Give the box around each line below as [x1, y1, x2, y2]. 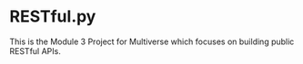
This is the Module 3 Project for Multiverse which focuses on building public [9, 36, 295, 47]
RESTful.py [9, 6, 96, 27]
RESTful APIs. [9, 45, 61, 56]
